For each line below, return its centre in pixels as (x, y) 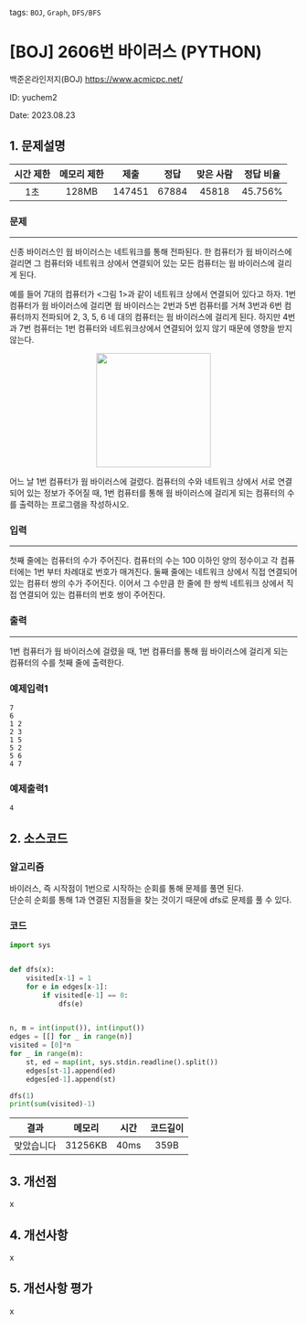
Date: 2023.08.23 (42, 115)
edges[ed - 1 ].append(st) (71, 1079)
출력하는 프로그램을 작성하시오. (74, 505)
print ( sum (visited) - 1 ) (53, 1105)
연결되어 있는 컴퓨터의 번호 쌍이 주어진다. (92, 595)
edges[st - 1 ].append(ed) (71, 1071)
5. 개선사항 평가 (51, 1289)
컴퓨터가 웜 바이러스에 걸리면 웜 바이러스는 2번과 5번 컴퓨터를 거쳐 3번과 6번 (146, 305)
